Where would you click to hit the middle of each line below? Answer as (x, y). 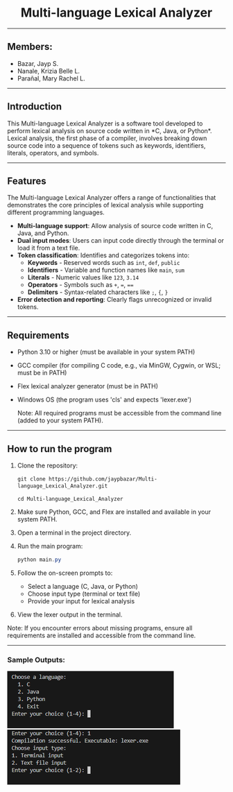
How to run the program (60, 449)
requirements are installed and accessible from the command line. (102, 635)
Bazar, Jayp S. (38, 63)
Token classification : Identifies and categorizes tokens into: (103, 255)
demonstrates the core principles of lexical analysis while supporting (105, 205)
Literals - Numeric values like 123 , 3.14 (83, 277)
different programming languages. (56, 212)
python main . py (39, 560)
